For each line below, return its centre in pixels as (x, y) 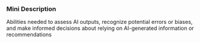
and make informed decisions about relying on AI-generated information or (100, 28)
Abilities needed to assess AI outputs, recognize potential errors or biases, (99, 22)
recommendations (29, 35)
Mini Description (31, 9)
